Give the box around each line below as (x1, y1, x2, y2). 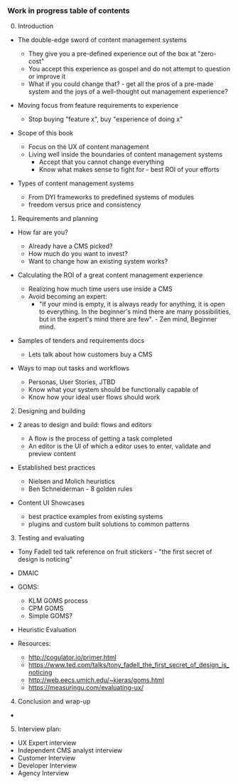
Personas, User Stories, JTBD (28, 378, 116, 386)
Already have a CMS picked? (28, 242, 113, 251)
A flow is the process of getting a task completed (28, 434, 173, 443)
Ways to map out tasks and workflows (17, 364, 130, 373)
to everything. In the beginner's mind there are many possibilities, (38, 307, 231, 316)
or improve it (28, 72, 66, 81)
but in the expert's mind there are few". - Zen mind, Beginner (38, 315, 217, 324)
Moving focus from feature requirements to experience (17, 101, 179, 110)
